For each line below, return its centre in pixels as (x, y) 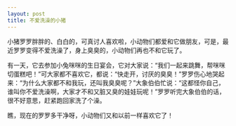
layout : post (26, 14)
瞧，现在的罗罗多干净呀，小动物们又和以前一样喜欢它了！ (90, 115)
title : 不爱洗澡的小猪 (37, 20)
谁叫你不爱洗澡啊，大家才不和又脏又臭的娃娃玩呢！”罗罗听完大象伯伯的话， (117, 92)
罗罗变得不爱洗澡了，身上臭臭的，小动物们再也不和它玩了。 (99, 50)
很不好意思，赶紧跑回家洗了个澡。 (57, 100)
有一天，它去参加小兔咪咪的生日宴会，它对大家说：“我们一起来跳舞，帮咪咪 (117, 65)
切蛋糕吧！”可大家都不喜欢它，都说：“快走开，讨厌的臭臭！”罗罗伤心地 (110, 74)
